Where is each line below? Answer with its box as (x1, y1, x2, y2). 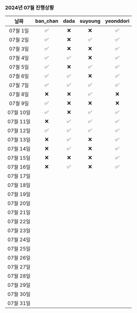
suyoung (79, 18, 101, 25)
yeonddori (105, 18, 130, 25)
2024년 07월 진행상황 (5, 4, 54, 11)
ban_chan (35, 18, 58, 25)
